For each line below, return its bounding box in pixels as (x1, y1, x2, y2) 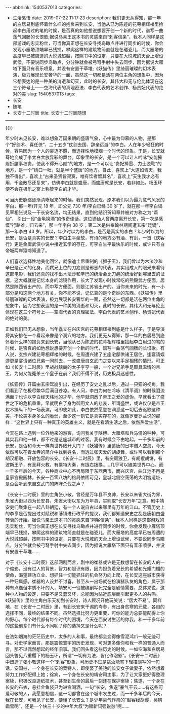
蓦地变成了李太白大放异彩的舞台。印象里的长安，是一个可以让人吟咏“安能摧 (5, 154, 163, 160)
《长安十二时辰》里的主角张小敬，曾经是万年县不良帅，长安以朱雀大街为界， (5, 491, 165, 497)
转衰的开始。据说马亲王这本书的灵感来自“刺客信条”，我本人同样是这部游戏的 (5, 517, 164, 523)
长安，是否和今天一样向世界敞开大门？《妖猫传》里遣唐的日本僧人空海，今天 (5, 443, 165, 448)
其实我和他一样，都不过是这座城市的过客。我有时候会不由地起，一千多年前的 (5, 436, 165, 442)
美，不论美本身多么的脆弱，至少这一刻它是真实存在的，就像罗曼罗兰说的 (5, 413, 156, 419)
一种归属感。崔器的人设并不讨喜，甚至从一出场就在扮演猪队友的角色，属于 (5, 578, 160, 584)
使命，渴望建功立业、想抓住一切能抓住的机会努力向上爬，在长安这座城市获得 (5, 572, 165, 578)
